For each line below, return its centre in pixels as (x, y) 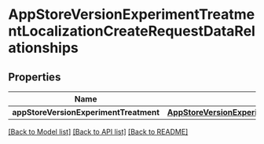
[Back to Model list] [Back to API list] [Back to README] (98, 132)
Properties (35, 77)
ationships (43, 48)
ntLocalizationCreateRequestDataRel (132, 31)
